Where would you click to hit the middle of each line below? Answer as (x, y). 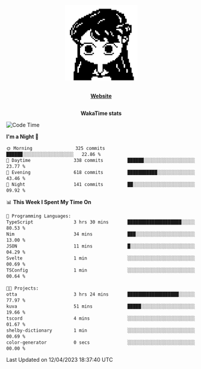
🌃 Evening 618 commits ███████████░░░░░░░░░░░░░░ (101, 173)
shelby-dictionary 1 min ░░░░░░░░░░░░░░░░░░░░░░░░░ (101, 330)
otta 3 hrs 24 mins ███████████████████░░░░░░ (101, 294)
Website (101, 96)
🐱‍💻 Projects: (23, 288)
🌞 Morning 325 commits (56, 149)
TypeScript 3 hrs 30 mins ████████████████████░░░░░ (101, 222)
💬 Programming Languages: (39, 216)
